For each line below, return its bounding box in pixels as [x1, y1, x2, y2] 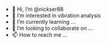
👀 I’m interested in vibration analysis [11, 12, 101, 19]
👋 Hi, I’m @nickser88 [11, 6, 64, 12]
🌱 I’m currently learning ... [11, 18, 76, 25]
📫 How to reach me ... [11, 32, 68, 38]
